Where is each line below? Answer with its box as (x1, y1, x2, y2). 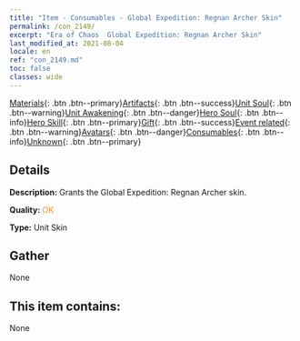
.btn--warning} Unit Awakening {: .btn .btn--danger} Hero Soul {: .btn (9, 106, 260, 118)
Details (9, 163, 50, 178)
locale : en (9, 47, 51, 56)
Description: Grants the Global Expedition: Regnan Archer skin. (9, 186, 247, 197)
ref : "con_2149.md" (9, 55, 84, 65)
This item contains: (9, 298, 121, 314)
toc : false (9, 65, 51, 74)
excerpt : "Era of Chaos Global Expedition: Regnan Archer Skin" (9, 30, 262, 39)
